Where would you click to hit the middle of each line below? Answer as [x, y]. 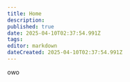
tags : [15, 40]
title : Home [24, 14]
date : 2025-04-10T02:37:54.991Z [54, 33]
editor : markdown [32, 46]
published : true [31, 26]
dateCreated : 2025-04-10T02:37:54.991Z [65, 53]
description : [26, 20]
